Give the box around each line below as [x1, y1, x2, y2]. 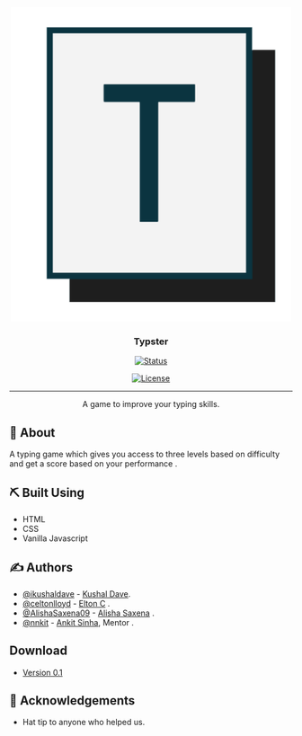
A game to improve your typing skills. [82, 399, 220, 410]
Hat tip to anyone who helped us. [22, 717, 146, 728]
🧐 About [9, 425, 56, 440]
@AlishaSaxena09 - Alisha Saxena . [22, 607, 155, 618]
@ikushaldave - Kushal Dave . [22, 588, 131, 599]
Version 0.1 [22, 667, 63, 678]
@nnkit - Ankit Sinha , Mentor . [22, 616, 135, 627]
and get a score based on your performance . [9, 458, 178, 469]
